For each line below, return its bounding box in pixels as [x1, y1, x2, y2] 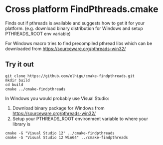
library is [12, 121, 31, 127]
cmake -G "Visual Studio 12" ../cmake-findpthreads [5, 130, 115, 135]
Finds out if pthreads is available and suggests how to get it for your [5, 20, 145, 26]
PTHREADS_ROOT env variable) [5, 30, 71, 36]
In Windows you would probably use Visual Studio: [5, 95, 110, 101]
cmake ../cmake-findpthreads [5, 86, 66, 91]
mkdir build [5, 77, 30, 83]
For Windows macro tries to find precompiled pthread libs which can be [5, 40, 153, 46]
